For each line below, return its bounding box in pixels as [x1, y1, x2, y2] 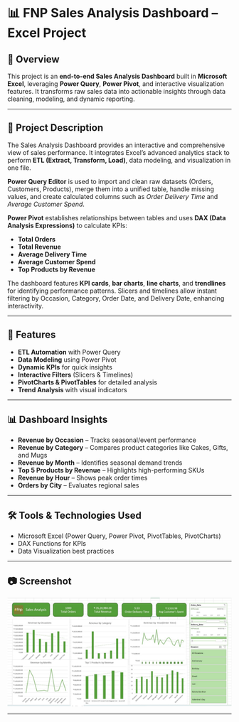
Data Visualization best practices [17, 547, 115, 556]
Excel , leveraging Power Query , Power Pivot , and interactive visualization [7, 80, 224, 88]
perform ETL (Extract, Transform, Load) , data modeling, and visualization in [7, 156, 231, 164]
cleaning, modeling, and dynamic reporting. [7, 95, 135, 103]
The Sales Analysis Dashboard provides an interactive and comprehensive [7, 141, 225, 149]
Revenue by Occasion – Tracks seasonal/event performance [17, 436, 197, 444]
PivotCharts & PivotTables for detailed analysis [17, 377, 158, 387]
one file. [7, 163, 31, 172]
